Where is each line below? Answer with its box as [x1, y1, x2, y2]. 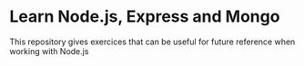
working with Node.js [9, 45, 89, 56]
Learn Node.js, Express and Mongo [9, 6, 280, 27]
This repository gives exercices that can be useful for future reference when [9, 36, 296, 47]
